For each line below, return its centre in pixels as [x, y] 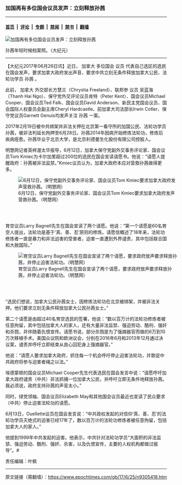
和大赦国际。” [19, 245]
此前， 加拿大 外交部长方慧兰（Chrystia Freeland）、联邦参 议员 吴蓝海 [79, 90]
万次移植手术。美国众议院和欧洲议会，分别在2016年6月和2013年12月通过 [82, 338]
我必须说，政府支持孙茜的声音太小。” [44, 385]
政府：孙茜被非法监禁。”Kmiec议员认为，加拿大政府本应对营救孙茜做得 [84, 163]
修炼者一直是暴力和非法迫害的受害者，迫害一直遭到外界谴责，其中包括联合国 [86, 238]
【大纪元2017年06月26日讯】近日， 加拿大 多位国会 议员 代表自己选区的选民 [86, 66]
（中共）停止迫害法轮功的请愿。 [39, 403]
